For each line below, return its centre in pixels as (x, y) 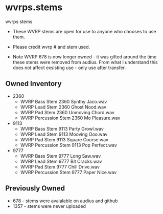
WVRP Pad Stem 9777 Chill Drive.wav (60, 167)
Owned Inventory (34, 84)
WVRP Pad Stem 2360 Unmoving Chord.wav (67, 112)
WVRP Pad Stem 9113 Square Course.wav (64, 139)
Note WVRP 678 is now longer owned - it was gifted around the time (85, 57)
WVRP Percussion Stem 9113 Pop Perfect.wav (69, 145)
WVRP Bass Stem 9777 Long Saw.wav (61, 156)
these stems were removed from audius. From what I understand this (85, 62)
